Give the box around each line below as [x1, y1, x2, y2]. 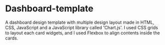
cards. [5, 35, 18, 41]
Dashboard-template [5, 3, 94, 14]
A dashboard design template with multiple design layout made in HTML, [5, 19, 155, 25]
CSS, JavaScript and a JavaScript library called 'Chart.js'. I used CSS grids [5, 24, 159, 30]
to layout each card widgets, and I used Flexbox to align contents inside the [5, 30, 161, 36]
